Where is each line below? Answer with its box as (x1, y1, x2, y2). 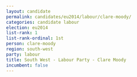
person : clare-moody (6, 41, 57, 47)
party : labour (6, 52, 41, 57)
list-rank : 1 (6, 30, 38, 36)
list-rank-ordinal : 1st (6, 35, 64, 41)
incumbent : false (6, 62, 48, 68)
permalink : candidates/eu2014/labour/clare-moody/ (6, 14, 132, 20)
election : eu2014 (6, 24, 48, 31)
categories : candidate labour (6, 19, 80, 25)
